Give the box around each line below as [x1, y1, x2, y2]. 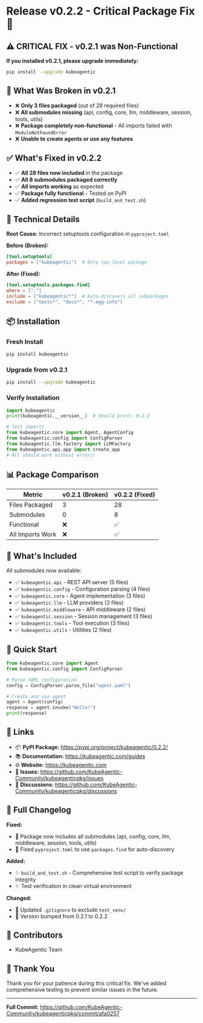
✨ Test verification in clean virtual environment [14, 882, 132, 889]
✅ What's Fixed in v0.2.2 [6, 153, 102, 163]
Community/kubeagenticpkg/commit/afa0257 [6, 1010, 120, 1018]
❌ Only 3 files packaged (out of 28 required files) [14, 102, 139, 109]
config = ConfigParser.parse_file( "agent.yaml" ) [6, 682, 131, 688]
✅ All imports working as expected [14, 183, 104, 190]
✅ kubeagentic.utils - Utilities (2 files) [14, 627, 112, 634]
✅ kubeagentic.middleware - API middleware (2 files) [14, 606, 146, 613]
